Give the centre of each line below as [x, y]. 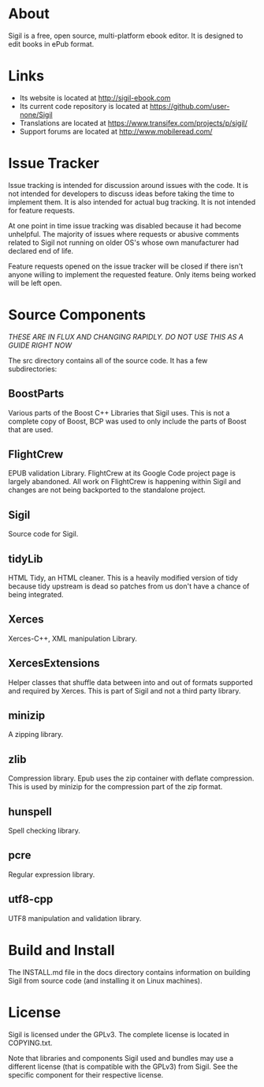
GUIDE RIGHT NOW [40, 345]
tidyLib [26, 559]
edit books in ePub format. [51, 43]
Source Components [77, 315]
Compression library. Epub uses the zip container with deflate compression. [131, 778]
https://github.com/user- [190, 106]
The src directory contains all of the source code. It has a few [108, 360]
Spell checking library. [45, 831]
